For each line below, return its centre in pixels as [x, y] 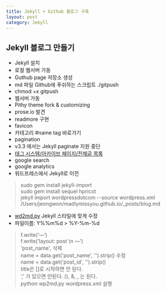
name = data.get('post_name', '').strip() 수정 [73, 255]
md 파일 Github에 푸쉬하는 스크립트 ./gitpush [66, 85]
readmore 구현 [32, 119]
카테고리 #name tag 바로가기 [48, 133]
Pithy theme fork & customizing [52, 105]
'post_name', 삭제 [41, 248]
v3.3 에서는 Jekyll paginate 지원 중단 [57, 146]
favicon [24, 126]
